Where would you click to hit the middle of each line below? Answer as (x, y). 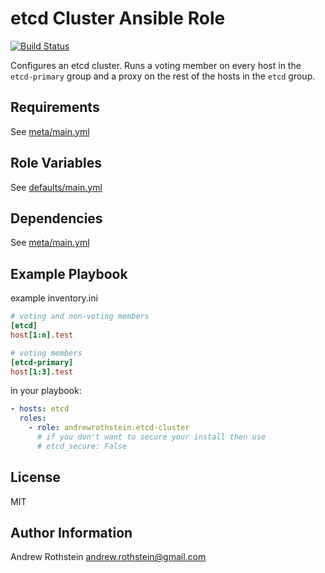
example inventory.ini (54, 298)
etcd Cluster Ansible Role (118, 18)
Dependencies (56, 218)
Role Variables (56, 163)
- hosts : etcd (40, 409)
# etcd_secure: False (82, 446)
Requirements (55, 107)
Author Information (71, 533)
